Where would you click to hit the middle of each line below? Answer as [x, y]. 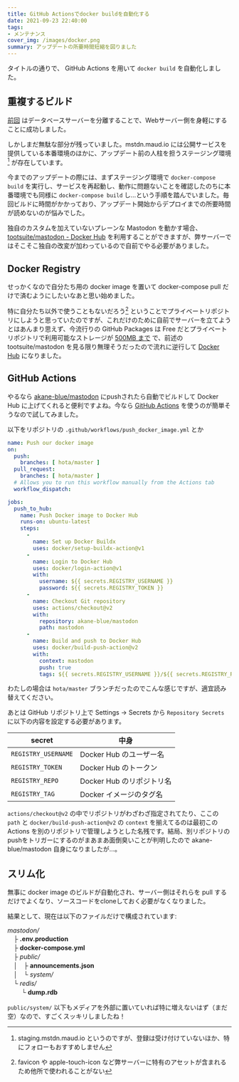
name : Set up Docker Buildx [74, 542]
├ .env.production [41, 939]
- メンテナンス [27, 34]
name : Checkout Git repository [79, 601]
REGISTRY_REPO [35, 781]
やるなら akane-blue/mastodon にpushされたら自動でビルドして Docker [113, 396]
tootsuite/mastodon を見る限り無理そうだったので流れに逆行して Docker [113, 347]
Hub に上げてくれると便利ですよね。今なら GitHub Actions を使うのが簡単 [116, 405]
